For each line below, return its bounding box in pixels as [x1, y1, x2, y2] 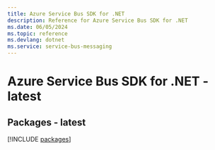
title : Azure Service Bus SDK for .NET [7, 10, 125, 18]
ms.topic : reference [7, 30, 69, 37]
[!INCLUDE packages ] [7, 135, 71, 143]
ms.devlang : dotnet [7, 37, 65, 44]
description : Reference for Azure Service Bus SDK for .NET [7, 17, 189, 24]
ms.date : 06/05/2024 [7, 23, 69, 30]
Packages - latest [7, 116, 86, 128]
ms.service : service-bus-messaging [7, 43, 112, 50]
